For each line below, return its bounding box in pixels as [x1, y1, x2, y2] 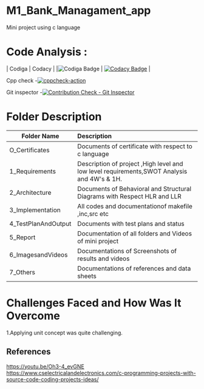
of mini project [77, 237, 119, 245]
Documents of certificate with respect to [77, 142, 192, 151]
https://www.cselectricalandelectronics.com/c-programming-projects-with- [6, 369, 196, 376]
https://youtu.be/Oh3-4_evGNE [6, 362, 85, 370]
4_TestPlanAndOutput [9, 219, 72, 228]
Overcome [6, 309, 61, 322]
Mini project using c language [6, 24, 81, 31]
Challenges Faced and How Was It [6, 296, 182, 310]
